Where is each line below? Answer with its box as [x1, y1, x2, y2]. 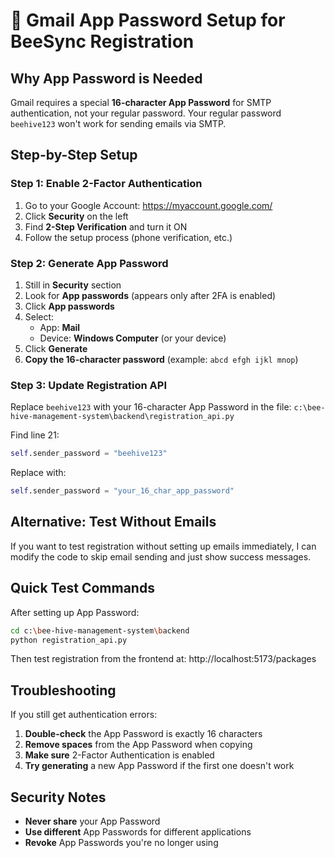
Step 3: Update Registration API [10, 378, 167, 392]
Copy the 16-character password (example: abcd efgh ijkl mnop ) [24, 353, 299, 365]
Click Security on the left [24, 210, 129, 222]
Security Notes [10, 789, 107, 806]
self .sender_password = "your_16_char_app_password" [10, 486, 235, 496]
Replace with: [10, 467, 67, 479]
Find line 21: [10, 429, 60, 441]
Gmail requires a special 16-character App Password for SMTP [10, 97, 272, 108]
